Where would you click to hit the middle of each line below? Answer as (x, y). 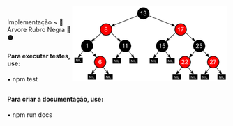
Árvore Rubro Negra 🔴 (39, 30)
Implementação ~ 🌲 (36, 22)
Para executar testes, (39, 56)
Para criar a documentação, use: (55, 99)
